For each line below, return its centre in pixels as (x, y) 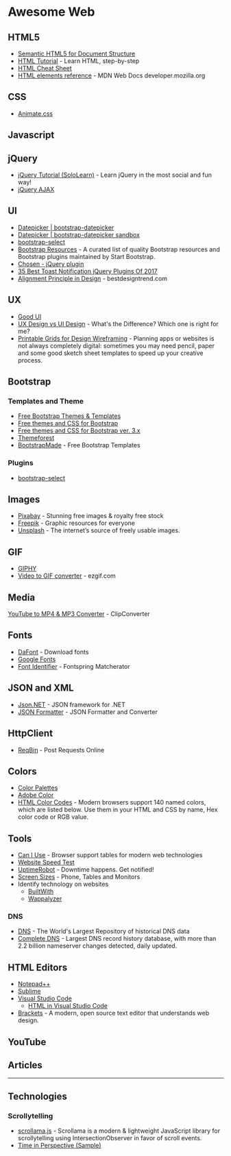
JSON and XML (41, 688)
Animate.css (35, 113)
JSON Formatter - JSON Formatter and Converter (88, 712)
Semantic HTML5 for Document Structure (76, 53)
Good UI (29, 317)
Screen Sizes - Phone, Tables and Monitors (79, 877)
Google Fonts (37, 659)
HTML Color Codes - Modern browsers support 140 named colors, (112, 802)
